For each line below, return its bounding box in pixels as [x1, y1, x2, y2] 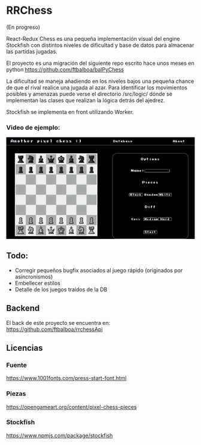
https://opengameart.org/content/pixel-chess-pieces [6, 403, 137, 410]
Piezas [6, 390, 26, 398]
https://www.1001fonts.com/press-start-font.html [6, 375, 127, 382]
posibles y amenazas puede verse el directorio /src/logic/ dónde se [6, 90, 172, 97]
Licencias [6, 343, 43, 353]
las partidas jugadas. [6, 47, 58, 55]
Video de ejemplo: [6, 123, 60, 132]
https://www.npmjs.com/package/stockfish [6, 432, 113, 439]
